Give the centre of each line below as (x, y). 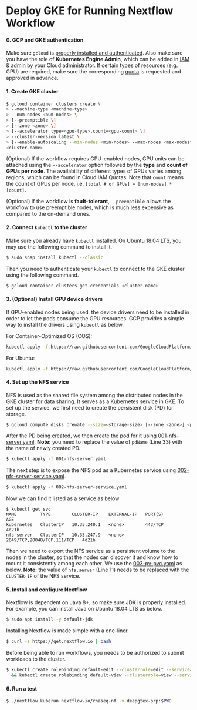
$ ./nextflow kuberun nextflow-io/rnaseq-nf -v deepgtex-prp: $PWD (89, 701)
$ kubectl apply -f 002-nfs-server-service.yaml (67, 487)
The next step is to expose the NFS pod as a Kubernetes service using (91, 470)
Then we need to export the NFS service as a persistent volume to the (91, 551)
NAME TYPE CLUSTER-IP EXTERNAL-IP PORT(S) (85, 515)
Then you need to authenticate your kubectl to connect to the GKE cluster (95, 269)
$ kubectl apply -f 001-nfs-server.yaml (56, 459)
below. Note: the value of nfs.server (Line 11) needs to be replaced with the (98, 570)
